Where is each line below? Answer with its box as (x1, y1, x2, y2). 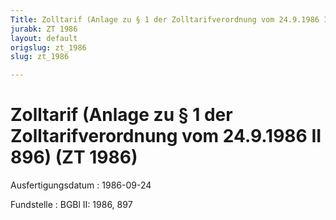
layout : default (10, 33, 78, 43)
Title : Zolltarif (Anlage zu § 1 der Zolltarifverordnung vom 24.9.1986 (10, 14, 320, 25)
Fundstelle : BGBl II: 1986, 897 (10, 199, 133, 211)
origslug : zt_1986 (10, 42, 87, 53)
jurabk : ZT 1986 (10, 24, 78, 34)
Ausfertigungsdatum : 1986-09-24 (10, 179, 152, 191)
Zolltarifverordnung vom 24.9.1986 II (10, 125, 322, 148)
